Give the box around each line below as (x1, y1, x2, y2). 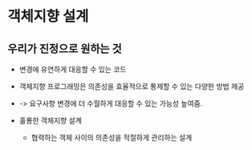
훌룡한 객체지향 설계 (18, 116, 82, 125)
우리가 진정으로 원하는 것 (7, 42, 122, 55)
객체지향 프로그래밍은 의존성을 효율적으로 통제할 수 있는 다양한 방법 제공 (18, 82, 245, 91)
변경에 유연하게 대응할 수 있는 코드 (18, 65, 127, 74)
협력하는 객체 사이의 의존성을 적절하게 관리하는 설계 (30, 133, 193, 142)
